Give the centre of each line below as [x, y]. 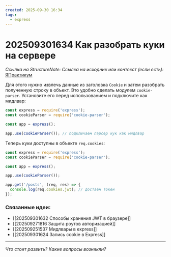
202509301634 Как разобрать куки [85, 45]
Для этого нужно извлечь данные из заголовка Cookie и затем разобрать [85, 85]
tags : [11, 15]
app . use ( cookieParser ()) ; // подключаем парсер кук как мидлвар [75, 133]
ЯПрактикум [19, 75]
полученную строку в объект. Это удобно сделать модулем [70, 90]
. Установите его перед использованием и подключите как [83, 96]
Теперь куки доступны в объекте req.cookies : [55, 143]
